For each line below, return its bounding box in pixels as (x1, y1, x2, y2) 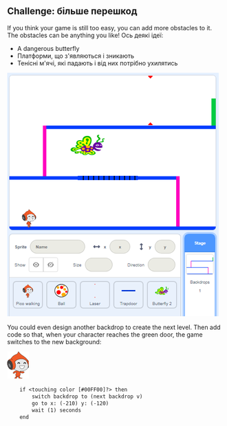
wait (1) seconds (32, 407, 81, 414)
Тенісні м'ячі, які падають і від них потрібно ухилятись (17, 58, 178, 67)
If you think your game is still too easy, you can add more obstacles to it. (7, 23, 212, 32)
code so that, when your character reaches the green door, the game (7, 330, 203, 339)
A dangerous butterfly (17, 44, 80, 52)
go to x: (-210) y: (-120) (32, 400, 109, 407)
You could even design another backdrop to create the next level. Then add (7, 323, 221, 331)
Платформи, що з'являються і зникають (17, 52, 135, 60)
